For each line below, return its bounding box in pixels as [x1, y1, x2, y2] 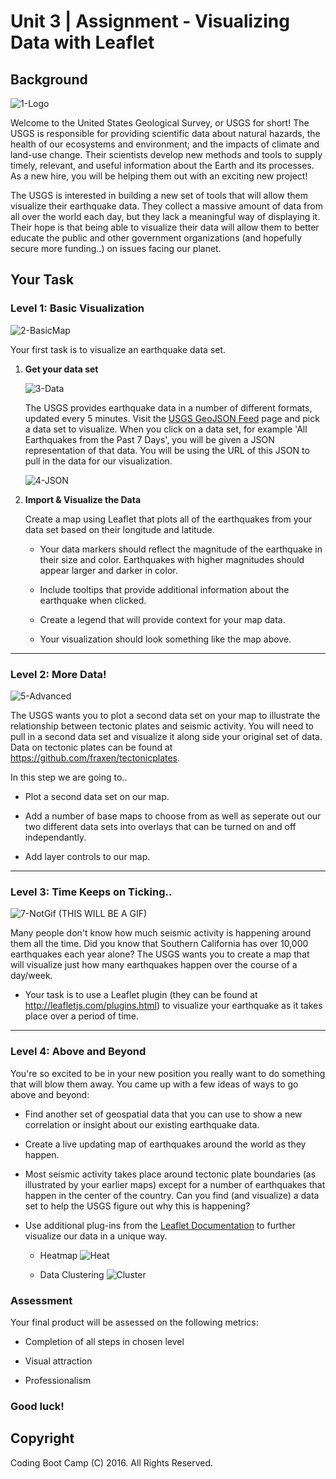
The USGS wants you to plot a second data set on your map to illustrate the [10, 709, 321, 721]
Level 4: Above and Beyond [10, 1045, 147, 1059]
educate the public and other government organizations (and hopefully [10, 232, 302, 244]
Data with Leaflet [10, 31, 155, 54]
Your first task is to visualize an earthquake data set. [10, 343, 227, 355]
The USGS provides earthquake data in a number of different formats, [24, 401, 313, 414]
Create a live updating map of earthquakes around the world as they [24, 1138, 307, 1150]
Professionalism [24, 1374, 92, 1386]
